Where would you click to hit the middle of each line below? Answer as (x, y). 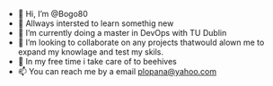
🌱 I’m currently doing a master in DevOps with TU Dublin (122, 33)
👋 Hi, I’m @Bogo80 (53, 14)
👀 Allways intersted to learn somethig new (96, 23)
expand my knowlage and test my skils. (91, 52)
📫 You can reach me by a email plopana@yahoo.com (117, 71)
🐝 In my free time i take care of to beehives (97, 61)
